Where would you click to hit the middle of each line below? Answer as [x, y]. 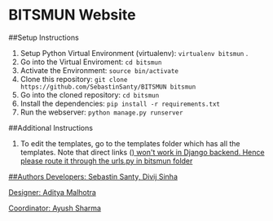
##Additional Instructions [51, 128]
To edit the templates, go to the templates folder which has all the [130, 143]
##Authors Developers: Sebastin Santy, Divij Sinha [93, 176]
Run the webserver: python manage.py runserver [101, 112]
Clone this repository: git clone [74, 79]
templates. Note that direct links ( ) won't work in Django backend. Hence [142, 152]
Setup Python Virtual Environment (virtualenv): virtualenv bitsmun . [134, 53]
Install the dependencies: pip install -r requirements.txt [120, 103]
